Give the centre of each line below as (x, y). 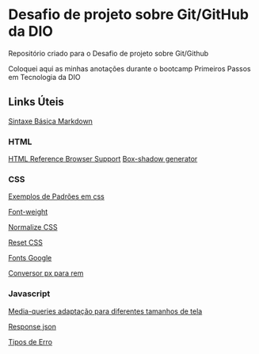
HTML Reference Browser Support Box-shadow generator (103, 159)
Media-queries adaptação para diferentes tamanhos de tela (105, 311)
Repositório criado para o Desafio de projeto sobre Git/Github (109, 53)
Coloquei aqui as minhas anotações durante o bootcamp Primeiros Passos (129, 68)
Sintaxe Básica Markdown (51, 121)
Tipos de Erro (30, 341)
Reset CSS (26, 242)
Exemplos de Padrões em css (56, 196)
